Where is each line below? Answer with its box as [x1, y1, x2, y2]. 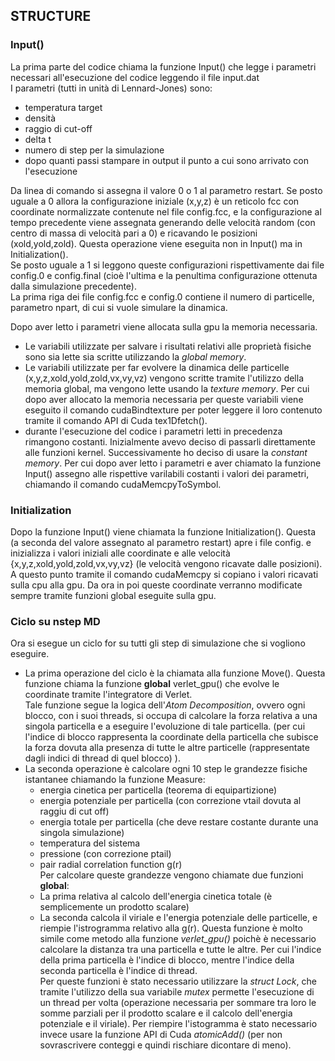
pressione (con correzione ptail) [39, 848, 172, 860]
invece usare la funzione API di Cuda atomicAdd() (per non [39, 1029, 283, 1041]
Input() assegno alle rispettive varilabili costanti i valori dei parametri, [24, 467, 310, 479]
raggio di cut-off [24, 122, 93, 134]
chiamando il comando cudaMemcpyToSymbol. [24, 478, 222, 490]
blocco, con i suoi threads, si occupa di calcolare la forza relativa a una [24, 710, 318, 722]
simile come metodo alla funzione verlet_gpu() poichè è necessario [39, 933, 317, 945]
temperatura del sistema [39, 837, 141, 849]
